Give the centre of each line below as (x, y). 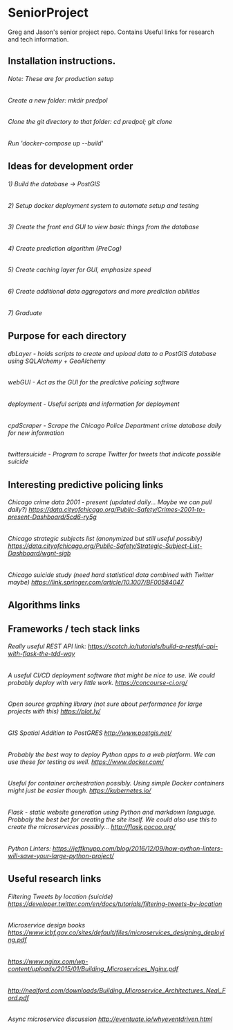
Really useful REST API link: (47, 646)
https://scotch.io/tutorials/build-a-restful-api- (153, 646)
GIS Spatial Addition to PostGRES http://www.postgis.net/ (90, 733)
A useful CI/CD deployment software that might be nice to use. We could (111, 675)
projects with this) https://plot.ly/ (54, 711)
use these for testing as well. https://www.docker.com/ (86, 762)
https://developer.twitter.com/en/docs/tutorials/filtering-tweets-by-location (115, 904)
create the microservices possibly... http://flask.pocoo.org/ (92, 826)
